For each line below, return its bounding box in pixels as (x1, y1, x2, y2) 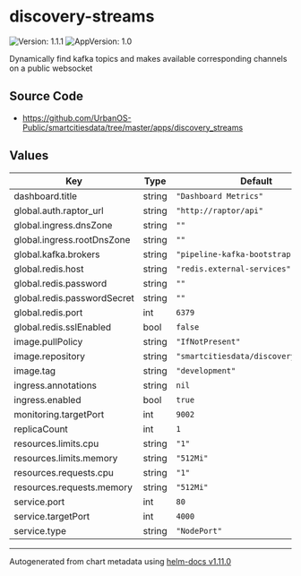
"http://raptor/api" (176, 205, 264, 216)
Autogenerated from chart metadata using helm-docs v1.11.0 (9, 555, 231, 566)
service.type (13, 524, 67, 537)
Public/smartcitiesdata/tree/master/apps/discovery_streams (21, 122, 244, 133)
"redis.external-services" (176, 263, 291, 274)
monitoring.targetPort (13, 408, 105, 420)
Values (9, 148, 49, 163)
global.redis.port (13, 306, 83, 319)
